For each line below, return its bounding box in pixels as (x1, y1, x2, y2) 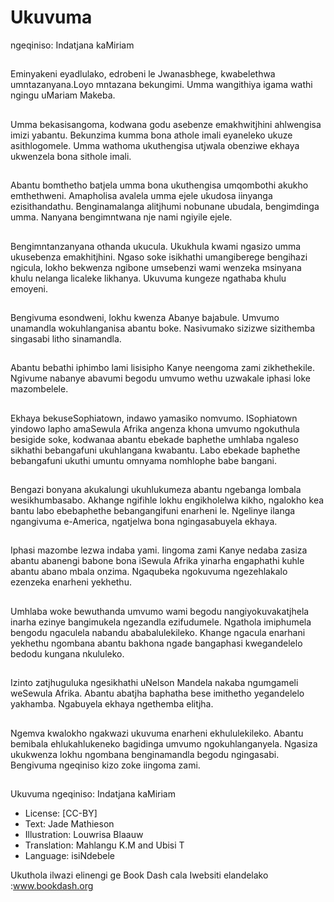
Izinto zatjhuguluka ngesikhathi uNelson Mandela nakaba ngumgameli (10, 677, 299, 689)
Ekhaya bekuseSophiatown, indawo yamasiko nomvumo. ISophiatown (10, 412, 298, 424)
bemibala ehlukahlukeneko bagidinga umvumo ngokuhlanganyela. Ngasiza (10, 737, 318, 750)
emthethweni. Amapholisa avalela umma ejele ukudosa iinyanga (10, 190, 273, 202)
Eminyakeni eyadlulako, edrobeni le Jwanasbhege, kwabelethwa (10, 68, 276, 80)
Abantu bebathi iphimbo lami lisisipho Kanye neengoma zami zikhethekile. (10, 362, 316, 374)
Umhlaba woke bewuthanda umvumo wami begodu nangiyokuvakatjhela (10, 605, 310, 617)
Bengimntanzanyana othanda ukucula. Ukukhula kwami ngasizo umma (10, 240, 302, 252)
